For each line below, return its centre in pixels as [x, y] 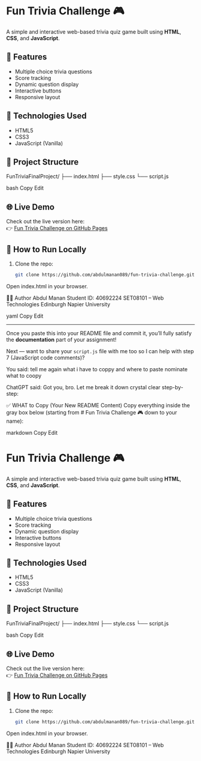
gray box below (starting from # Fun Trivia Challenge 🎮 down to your [92, 412]
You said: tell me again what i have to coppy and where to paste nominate [97, 369]
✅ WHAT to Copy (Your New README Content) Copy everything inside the [98, 405]
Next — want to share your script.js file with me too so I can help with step [100, 351]
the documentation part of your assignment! [61, 339]
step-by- [173, 387]
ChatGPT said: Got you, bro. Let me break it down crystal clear [83, 387]
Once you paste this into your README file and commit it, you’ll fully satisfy [99, 333]
